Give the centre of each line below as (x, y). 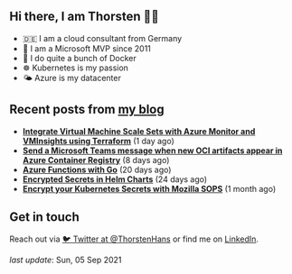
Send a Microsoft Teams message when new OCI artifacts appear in (152, 151)
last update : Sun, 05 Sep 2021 (66, 260)
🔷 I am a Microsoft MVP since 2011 (87, 48)
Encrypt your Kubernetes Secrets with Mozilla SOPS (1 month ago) (149, 188)
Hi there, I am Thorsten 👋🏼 (85, 17)
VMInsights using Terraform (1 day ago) (98, 141)
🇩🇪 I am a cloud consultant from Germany (102, 38)
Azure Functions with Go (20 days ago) (97, 169)
